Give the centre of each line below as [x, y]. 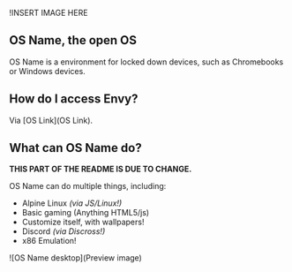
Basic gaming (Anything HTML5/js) [86, 213]
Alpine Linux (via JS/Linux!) [72, 203]
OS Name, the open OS [73, 40]
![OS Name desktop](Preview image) [76, 258]
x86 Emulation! [49, 241]
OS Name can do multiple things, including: [88, 186]
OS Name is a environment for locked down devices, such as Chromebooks [146, 62]
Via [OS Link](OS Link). [51, 120]
